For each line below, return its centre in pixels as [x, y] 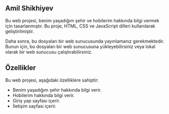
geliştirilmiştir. [20, 31]
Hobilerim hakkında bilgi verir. [44, 95]
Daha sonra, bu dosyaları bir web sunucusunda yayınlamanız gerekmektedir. [85, 41]
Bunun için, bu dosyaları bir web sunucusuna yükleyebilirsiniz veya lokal [80, 46]
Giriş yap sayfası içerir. [36, 100]
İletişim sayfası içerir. [34, 106]
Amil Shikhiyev [29, 8]
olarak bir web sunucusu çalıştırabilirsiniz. [49, 52]
